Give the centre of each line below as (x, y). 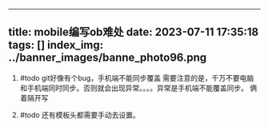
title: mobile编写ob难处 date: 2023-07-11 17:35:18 (133, 32)
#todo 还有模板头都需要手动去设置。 (80, 115)
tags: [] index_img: (56, 45)
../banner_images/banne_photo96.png (107, 58)
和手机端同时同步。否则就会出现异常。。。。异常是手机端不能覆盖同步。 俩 (139, 88)
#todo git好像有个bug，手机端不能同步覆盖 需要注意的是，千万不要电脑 (137, 77)
